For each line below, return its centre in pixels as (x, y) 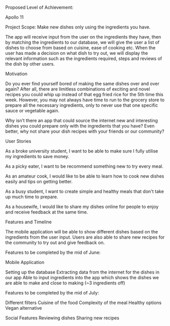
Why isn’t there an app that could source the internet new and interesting (82, 121)
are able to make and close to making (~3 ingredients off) (65, 283)
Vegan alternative (24, 308)
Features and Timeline (28, 222)
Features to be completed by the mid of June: (53, 252)
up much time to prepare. (32, 197)
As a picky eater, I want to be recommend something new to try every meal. (84, 166)
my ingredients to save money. (37, 156)
